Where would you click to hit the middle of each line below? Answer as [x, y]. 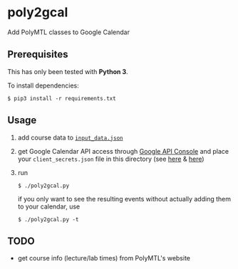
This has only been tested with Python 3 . [68, 71]
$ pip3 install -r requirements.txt [62, 98]
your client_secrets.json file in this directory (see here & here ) [111, 159]
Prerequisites [38, 54]
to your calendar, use [49, 206]
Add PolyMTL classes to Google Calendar [69, 32]
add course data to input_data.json [70, 137]
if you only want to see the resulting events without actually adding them [124, 199]
